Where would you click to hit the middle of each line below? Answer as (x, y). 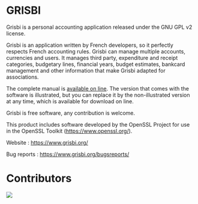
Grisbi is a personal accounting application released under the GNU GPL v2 (99, 27)
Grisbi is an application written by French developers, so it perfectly (90, 45)
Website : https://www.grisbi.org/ (47, 142)
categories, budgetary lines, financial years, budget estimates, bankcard (96, 64)
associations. (22, 77)
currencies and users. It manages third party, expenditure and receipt (92, 58)
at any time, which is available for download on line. (70, 101)
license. (16, 33)
